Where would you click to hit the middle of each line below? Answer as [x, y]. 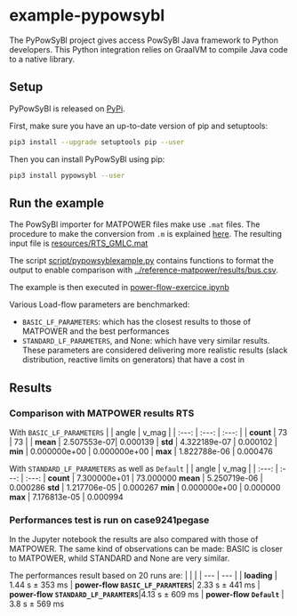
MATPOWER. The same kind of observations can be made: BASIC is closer [146, 549]
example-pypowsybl [87, 16]
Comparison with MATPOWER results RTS [102, 413]
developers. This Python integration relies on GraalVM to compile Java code [148, 49]
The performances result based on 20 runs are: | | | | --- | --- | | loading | [143, 576]
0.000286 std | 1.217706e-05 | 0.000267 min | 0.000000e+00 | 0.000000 [145, 487]
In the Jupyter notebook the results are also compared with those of [134, 539]
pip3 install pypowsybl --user [67, 175]
